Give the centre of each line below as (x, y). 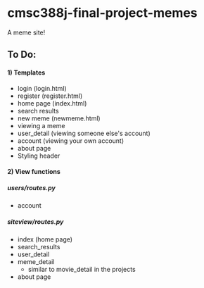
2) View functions (34, 172)
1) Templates (26, 73)
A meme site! (26, 32)
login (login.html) (42, 88)
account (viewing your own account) (71, 140)
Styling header (39, 156)
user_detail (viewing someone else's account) (84, 133)
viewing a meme (41, 125)
